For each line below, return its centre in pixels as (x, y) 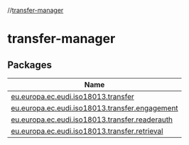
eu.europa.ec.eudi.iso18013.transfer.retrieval (87, 131)
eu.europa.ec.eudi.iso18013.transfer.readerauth (92, 120)
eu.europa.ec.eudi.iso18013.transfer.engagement (95, 108)
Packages (29, 65)
